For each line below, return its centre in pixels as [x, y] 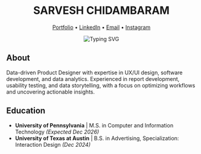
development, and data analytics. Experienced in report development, [93, 79]
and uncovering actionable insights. [51, 92]
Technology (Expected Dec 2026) [57, 132]
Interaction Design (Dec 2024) [53, 144]
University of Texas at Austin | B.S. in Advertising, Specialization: [97, 138]
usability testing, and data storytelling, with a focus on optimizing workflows [101, 85]
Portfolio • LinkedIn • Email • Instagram [101, 27]
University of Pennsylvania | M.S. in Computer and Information [94, 125]
